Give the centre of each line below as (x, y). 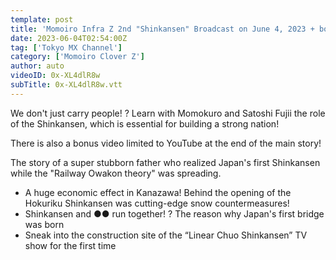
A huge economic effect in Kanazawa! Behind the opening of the (158, 192)
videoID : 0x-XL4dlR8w (55, 76)
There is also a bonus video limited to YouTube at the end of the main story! (166, 143)
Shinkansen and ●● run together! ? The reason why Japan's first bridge (174, 213)
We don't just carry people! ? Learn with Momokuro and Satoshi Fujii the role (168, 113)
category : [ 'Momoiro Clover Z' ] (77, 57)
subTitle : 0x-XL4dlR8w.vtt (66, 85)
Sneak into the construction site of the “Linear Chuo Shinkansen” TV (166, 235)
